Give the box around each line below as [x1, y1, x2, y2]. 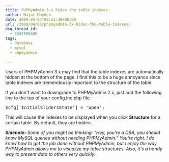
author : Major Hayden [5, 12, 51, 17]
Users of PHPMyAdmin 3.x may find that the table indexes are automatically [5, 68, 164, 74]
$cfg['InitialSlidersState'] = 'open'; [5, 104, 105, 110]
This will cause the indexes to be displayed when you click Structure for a [5, 114, 161, 120]
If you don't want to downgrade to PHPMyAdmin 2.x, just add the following [5, 89, 162, 95]
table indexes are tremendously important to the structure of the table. [5, 79, 153, 86]
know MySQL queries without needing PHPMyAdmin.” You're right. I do [5, 134, 155, 141]
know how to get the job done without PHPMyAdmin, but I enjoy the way [5, 140, 157, 146]
